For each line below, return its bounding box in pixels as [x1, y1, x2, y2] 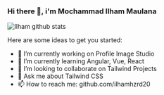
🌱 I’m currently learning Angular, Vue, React [17, 57, 144, 65]
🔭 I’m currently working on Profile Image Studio [17, 49, 155, 58]
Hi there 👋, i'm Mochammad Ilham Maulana [7, 6, 157, 16]
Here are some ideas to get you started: [7, 36, 123, 44]
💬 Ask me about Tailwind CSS [17, 72, 104, 80]
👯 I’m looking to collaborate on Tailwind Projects [17, 65, 157, 73]
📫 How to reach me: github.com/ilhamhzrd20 [17, 80, 151, 89]
